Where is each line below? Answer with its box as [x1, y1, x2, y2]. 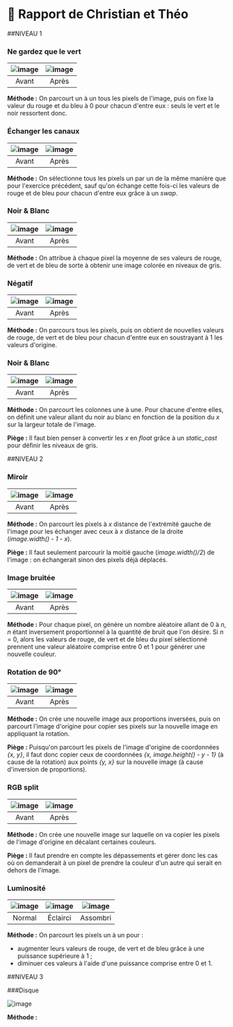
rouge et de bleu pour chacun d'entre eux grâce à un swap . [7, 189, 178, 197]
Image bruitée [7, 573, 56, 582]
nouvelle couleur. [7, 650, 57, 658]
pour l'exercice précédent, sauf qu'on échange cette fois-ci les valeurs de [7, 181, 220, 190]
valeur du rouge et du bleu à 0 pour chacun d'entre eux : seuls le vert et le [7, 102, 220, 110]
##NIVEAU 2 [7, 455, 44, 463]
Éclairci [47, 913, 72, 923]
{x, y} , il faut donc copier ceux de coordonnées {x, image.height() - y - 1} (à [7, 751, 224, 759]
